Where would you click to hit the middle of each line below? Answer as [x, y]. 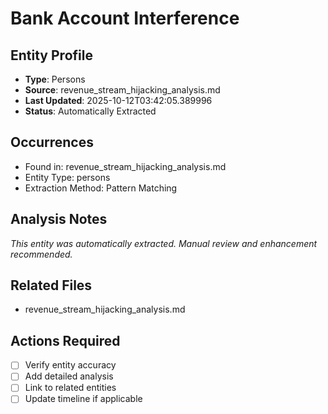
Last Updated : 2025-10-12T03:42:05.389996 [118, 100]
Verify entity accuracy [70, 365]
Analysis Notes [59, 219]
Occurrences [52, 142]
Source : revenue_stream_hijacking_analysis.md [122, 90]
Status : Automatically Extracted [90, 111]
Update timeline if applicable [83, 399]
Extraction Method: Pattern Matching [101, 188]
